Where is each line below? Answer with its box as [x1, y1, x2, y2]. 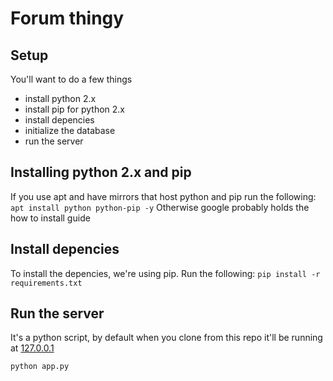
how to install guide [10, 212, 91, 224]
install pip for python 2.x [24, 103, 125, 115]
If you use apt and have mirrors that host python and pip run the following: [10, 190, 317, 202]
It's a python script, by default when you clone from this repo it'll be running [10, 332, 323, 344]
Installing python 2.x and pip [10, 164, 192, 181]
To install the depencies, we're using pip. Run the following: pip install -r [10, 267, 321, 279]
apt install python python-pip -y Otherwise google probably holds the [10, 201, 310, 213]
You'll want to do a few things [10, 73, 133, 85]
